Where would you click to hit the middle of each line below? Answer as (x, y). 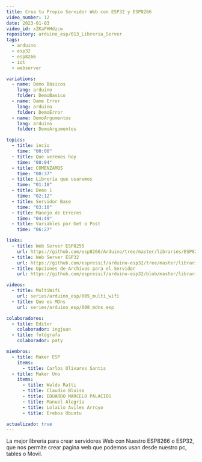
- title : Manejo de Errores (47, 213)
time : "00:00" (35, 151)
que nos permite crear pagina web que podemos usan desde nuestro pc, (97, 448)
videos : (16, 285)
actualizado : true (29, 424)
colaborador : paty (40, 341)
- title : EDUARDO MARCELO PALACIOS (67, 396)
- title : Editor (32, 324)
